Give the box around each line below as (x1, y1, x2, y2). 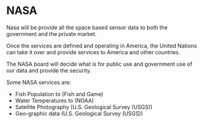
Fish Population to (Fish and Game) (15, 90, 104, 97)
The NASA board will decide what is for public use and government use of (6, 60, 193, 68)
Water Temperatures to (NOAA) (15, 97, 94, 104)
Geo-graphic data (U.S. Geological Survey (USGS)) (15, 110, 143, 117)
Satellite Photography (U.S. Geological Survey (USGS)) (15, 103, 152, 110)
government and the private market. (6, 30, 97, 37)
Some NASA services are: (6, 79, 71, 86)
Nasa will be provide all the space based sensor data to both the (6, 24, 168, 31)
